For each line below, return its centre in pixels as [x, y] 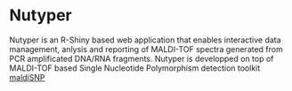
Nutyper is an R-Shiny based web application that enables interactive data [146, 40]
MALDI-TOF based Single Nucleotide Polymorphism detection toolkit [135, 68]
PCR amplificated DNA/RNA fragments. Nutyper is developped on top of [142, 58]
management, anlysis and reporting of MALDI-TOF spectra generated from [146, 49]
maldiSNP [27, 77]
